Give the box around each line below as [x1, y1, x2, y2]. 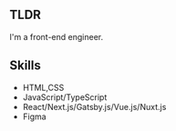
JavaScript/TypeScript [22, 91, 108, 103]
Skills [9, 58, 41, 74]
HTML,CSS [22, 82, 65, 93]
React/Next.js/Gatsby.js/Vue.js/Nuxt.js [22, 101, 167, 112]
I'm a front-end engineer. [9, 31, 103, 42]
